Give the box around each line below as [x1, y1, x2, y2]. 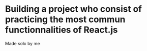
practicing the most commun [5, 14, 126, 25]
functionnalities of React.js [5, 25, 118, 35]
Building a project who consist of [5, 3, 142, 15]
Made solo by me [5, 40, 40, 46]
